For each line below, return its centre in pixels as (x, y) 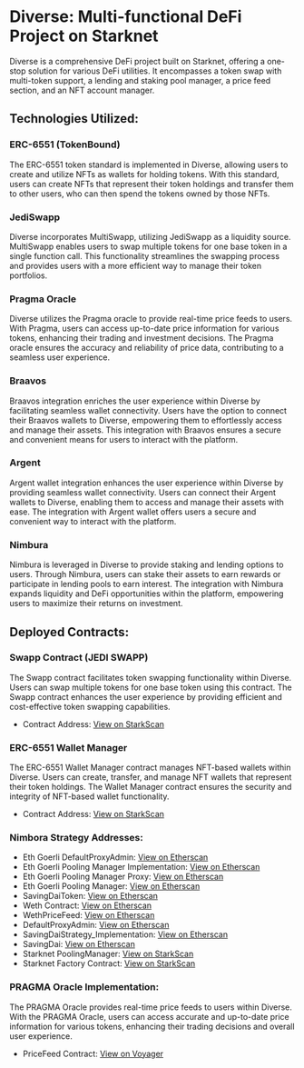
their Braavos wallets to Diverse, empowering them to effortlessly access (146, 420)
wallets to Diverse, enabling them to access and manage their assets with (147, 502)
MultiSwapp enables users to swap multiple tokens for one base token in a (148, 246)
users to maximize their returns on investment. (96, 604)
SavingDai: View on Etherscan (79, 944)
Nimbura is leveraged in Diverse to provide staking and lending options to (147, 564)
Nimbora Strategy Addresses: (76, 838)
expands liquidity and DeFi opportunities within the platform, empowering (147, 594)
